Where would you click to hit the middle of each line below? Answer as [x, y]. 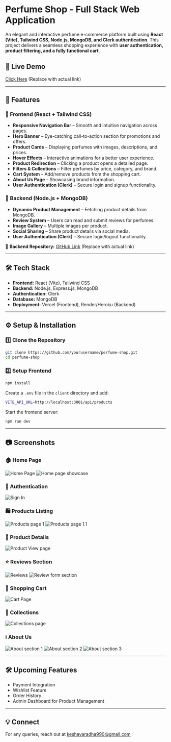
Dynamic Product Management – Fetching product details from [79, 209]
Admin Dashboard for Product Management [58, 701]
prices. [20, 153]
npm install [18, 383]
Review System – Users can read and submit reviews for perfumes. [84, 220]
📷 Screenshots [30, 443]
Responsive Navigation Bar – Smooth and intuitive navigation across [85, 126]
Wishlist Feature [30, 690]
